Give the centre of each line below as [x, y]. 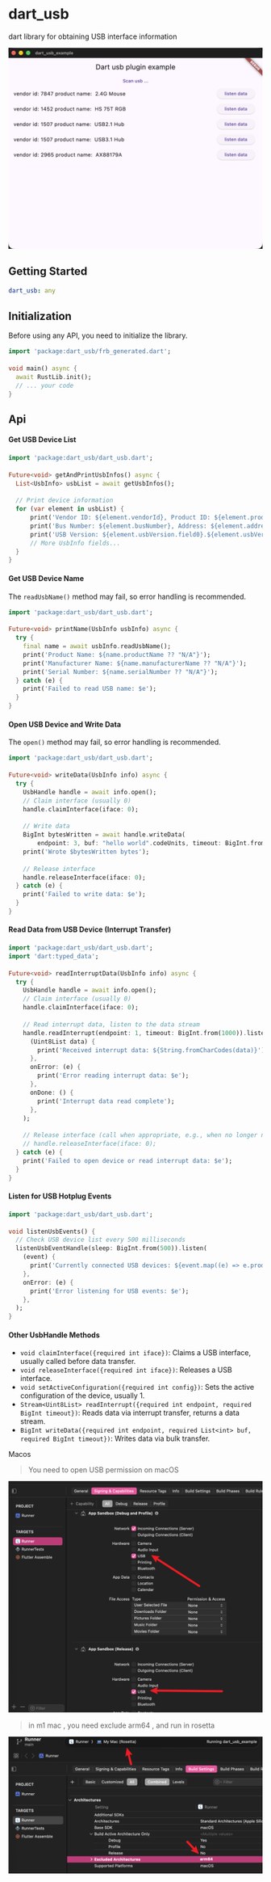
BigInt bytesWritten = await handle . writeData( [104, 835]
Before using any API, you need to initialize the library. [98, 335]
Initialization [40, 316]
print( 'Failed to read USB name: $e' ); [90, 689]
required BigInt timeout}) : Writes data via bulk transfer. [115, 1438]
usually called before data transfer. [78, 1362]
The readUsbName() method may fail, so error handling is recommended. [127, 596]
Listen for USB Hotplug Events [60, 1196]
